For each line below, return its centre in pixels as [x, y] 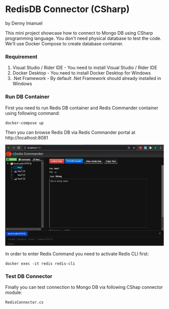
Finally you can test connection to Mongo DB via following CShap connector [84, 287]
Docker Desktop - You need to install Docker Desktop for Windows [81, 73]
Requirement [21, 56]
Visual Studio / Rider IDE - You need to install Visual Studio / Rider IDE [85, 68]
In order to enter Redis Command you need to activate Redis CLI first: [77, 254]
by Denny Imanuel [24, 23]
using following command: [33, 113]
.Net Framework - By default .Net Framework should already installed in [87, 79]
